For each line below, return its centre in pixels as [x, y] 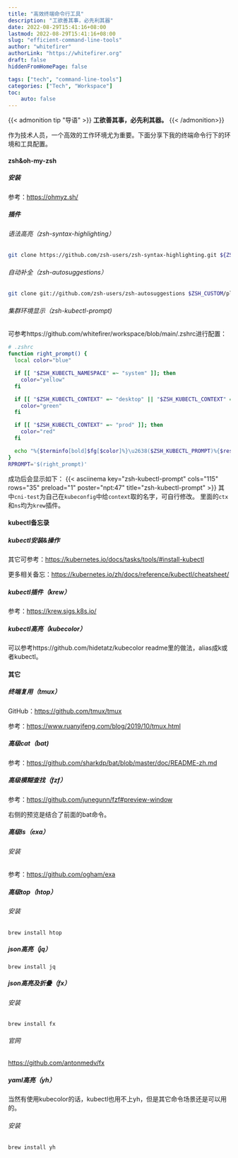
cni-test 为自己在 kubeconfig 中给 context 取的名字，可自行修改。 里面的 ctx [121, 496]
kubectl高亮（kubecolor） [47, 629]
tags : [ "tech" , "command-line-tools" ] [65, 79]
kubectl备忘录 [29, 523]
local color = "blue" [43, 361]
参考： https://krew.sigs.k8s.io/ [52, 611]
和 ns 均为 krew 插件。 [36, 505]
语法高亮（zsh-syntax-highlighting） [61, 234]
